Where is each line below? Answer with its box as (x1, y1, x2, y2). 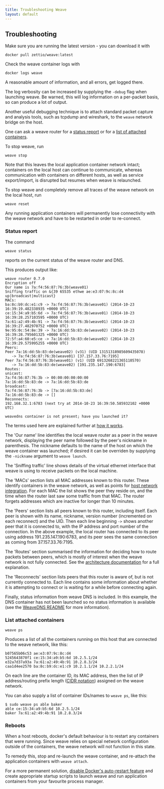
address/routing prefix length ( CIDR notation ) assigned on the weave (5, 677, 144, 684)
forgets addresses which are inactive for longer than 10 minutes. (5, 498, 135, 504)
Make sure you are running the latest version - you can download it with (5, 43, 150, 49)
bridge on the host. (5, 119, 44, 125)
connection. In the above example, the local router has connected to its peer (5, 528, 159, 534)
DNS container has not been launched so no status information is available (5, 599, 156, 605)
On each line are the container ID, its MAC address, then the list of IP (5, 672, 143, 678)
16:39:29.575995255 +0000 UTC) (5, 340, 69, 346)
